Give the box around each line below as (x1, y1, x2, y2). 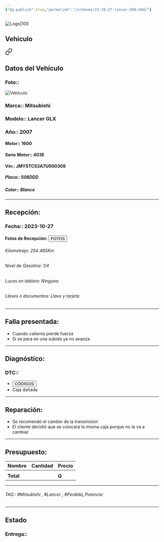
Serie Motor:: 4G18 (5, 152, 44, 158)
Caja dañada (12, 387, 38, 393)
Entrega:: (5, 530, 28, 537)
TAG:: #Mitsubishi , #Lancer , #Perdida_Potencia (5, 491, 103, 497)
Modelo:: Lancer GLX (5, 115, 57, 122)
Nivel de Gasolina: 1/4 (5, 263, 49, 269)
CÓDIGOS (14, 381, 34, 387)
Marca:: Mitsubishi (5, 102, 51, 109)
